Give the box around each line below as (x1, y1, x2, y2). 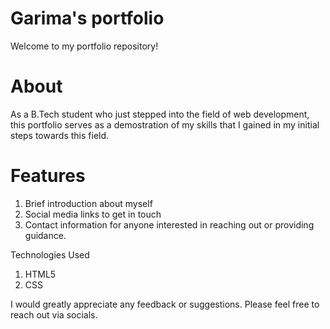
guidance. (24, 229, 67, 241)
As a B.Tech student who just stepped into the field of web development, (10, 108, 310, 120)
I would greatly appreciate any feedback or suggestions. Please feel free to (10, 298, 320, 310)
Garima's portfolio (10, 7, 165, 30)
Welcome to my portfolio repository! (10, 40, 159, 52)
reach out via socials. (10, 308, 98, 321)
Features (10, 165, 86, 187)
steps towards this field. (10, 129, 110, 141)
